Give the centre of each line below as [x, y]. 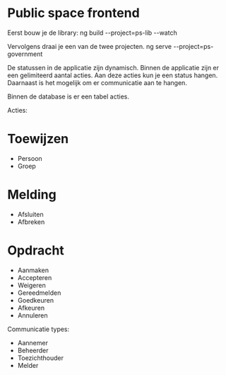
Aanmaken [33, 270]
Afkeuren [31, 308]
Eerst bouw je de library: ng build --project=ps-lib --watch [93, 33]
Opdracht [36, 250]
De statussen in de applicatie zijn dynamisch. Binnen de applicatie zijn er [113, 67]
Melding [32, 195]
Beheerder [33, 350]
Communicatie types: [38, 329]
